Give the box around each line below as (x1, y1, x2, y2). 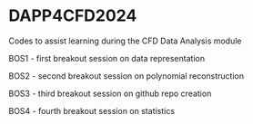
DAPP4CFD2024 (8, 5, 137, 26)
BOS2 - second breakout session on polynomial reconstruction (8, 70, 245, 81)
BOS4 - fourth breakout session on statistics (8, 105, 175, 116)
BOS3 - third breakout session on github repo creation (8, 88, 212, 99)
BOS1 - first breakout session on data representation (8, 52, 206, 63)
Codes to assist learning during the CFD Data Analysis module (8, 35, 242, 46)
